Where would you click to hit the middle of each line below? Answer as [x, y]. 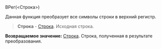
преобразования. [24, 41]
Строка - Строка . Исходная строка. [56, 26]
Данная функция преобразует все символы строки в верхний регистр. [81, 17]
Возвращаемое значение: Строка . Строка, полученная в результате [79, 36]
